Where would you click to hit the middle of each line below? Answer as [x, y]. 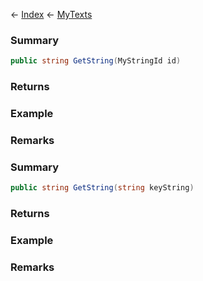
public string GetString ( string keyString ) [102, 188]
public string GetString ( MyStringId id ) [96, 61]
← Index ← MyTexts [51, 14]
